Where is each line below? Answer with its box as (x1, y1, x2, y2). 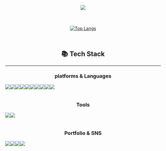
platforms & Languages (54, 73, 112, 79)
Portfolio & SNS (64, 129, 102, 136)
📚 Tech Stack (61, 49, 105, 58)
